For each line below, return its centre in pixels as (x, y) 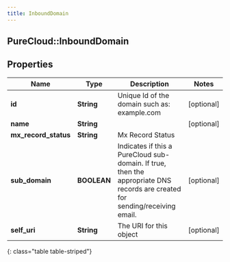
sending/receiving (146, 206)
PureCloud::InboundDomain (68, 41)
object (128, 234)
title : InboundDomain (38, 13)
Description (149, 84)
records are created (149, 189)
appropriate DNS (144, 180)
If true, (155, 163)
